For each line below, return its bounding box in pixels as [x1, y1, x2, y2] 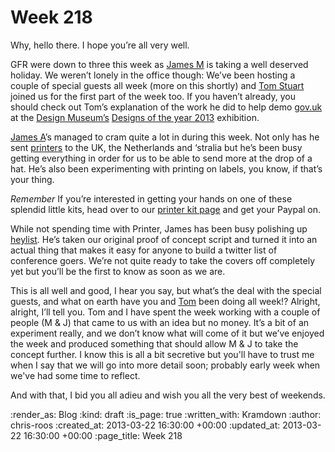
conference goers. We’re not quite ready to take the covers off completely [10, 254, 315, 266]
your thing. [10, 173, 55, 185]
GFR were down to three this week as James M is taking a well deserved [10, 58, 309, 70]
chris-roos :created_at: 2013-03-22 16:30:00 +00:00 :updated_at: [10, 419, 281, 431]
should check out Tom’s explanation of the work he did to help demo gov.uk [10, 101, 323, 113]
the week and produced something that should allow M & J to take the [10, 337, 299, 350]
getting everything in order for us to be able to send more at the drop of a [10, 152, 313, 164]
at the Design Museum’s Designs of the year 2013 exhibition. [10, 111, 260, 123]
